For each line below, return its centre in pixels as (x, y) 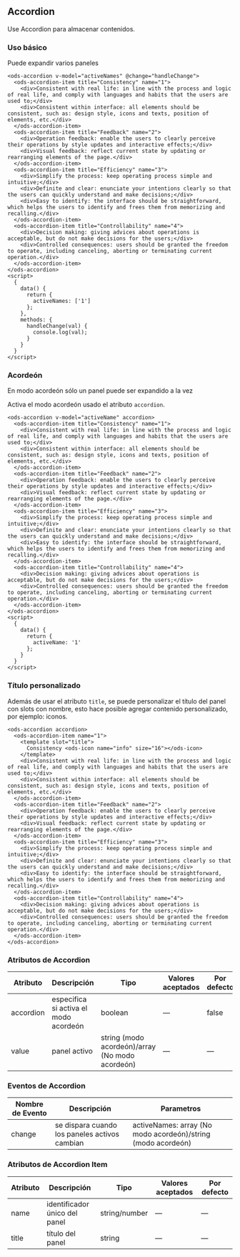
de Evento (30, 1113)
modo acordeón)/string (171, 1134)
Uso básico (27, 47)
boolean (115, 1012)
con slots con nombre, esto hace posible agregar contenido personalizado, (118, 708)
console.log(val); (60, 332)
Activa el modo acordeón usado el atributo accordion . (86, 405)
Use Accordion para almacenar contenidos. (71, 29)
